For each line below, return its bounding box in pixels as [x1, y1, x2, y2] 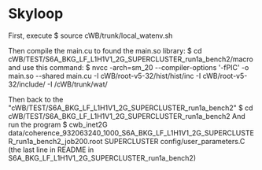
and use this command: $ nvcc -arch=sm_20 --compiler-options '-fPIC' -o [8, 62, 249, 72]
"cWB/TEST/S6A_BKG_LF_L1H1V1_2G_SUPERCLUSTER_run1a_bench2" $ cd [8, 103, 253, 113]
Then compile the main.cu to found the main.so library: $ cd [8, 46, 202, 55]
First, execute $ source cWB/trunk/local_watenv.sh [8, 31, 173, 40]
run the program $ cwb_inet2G [8, 120, 108, 129]
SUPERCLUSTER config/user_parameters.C [104, 136, 245, 146]
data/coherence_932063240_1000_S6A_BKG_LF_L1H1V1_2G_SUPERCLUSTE [8, 128, 254, 138]
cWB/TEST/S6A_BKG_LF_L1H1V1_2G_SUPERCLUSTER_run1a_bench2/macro [8, 54, 254, 64]
